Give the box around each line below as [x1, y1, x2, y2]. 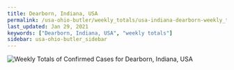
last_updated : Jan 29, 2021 [7, 23, 89, 30]
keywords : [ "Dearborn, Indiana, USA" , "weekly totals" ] [7, 29, 173, 37]
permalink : [7, 17, 39, 24]
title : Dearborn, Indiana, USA [7, 10, 98, 17]
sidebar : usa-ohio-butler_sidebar [7, 36, 108, 43]
